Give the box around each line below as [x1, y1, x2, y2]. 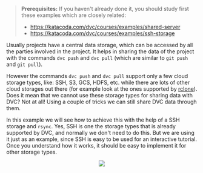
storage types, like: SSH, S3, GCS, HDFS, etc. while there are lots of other [6, 79, 190, 86]
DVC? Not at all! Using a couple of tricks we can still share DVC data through [6, 98, 197, 105]
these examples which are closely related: [21, 11, 126, 19]
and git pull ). [6, 60, 43, 68]
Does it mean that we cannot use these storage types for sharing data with [6, 92, 193, 99]
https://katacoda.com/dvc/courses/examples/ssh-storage [30, 30, 175, 37]
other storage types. [6, 148, 58, 155]
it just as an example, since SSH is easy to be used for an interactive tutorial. [6, 135, 198, 143]
